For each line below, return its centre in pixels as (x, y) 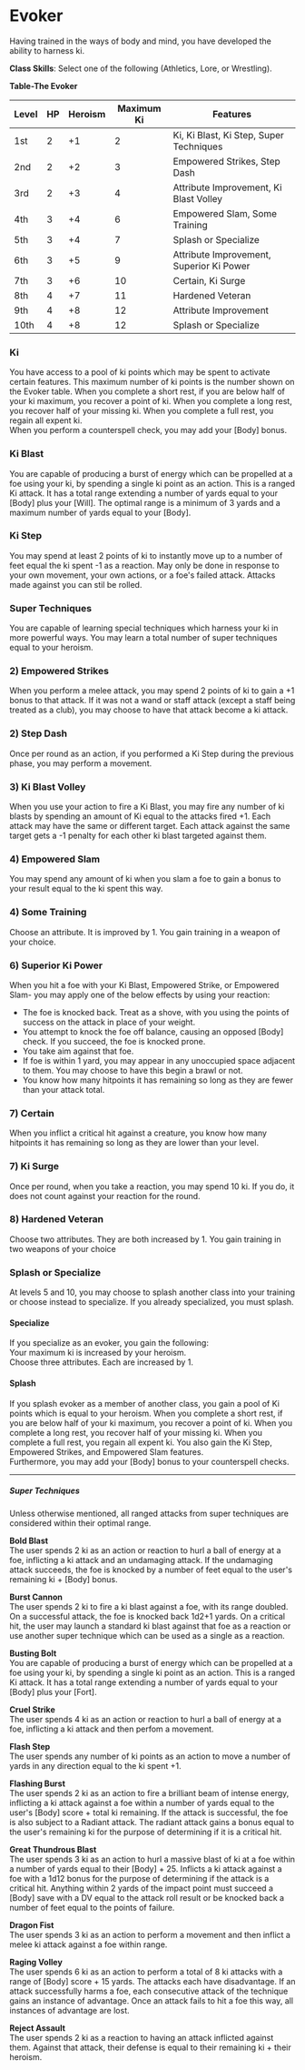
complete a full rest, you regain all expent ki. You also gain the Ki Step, (141, 1442)
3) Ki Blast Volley (48, 786)
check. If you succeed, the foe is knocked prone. (114, 1041)
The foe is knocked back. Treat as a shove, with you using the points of (156, 1012)
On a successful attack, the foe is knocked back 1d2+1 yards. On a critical (148, 1617)
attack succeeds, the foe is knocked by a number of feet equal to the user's (151, 1570)
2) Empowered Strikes (59, 671)
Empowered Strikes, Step (227, 161)
